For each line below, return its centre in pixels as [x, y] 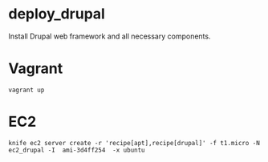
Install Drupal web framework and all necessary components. [110, 36]
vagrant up [26, 90]
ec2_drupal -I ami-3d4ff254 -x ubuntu [77, 150]
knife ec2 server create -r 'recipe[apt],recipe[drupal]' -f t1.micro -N [134, 143]
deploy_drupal [57, 14]
